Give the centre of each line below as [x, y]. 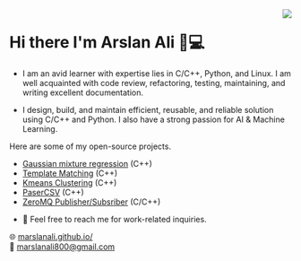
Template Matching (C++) [70, 173]
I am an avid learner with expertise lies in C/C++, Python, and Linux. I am [156, 73]
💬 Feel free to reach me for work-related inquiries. [115, 219]
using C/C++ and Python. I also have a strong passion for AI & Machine [153, 119]
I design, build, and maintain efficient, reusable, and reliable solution [148, 109]
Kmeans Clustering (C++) [69, 182]
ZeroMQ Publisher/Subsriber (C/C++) [91, 202]
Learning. [40, 128]
